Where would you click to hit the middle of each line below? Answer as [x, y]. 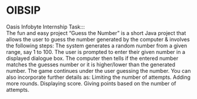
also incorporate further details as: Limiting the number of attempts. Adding [99, 77]
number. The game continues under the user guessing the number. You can [99, 71]
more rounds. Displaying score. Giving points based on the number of [91, 83]
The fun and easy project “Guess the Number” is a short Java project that [96, 33]
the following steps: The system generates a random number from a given [97, 46]
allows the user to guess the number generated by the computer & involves [98, 39]
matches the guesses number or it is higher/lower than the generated [91, 64]
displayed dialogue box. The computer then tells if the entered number [92, 58]
